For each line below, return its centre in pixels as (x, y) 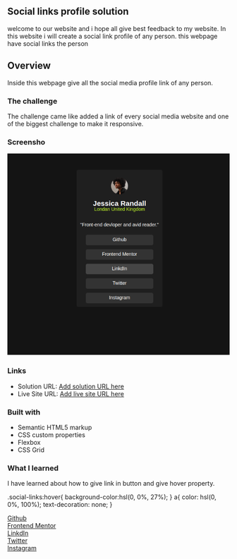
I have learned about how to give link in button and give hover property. (111, 484)
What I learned (33, 468)
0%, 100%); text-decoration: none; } (60, 505)
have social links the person (48, 43)
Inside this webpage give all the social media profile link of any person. (110, 82)
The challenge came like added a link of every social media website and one (118, 116)
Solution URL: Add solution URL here (71, 386)
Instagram (22, 548)
